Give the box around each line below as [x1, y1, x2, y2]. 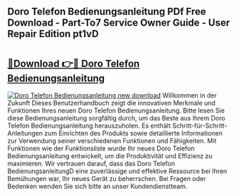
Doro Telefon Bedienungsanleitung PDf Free [7, 6, 206, 18]
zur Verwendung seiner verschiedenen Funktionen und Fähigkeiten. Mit [7, 137, 217, 145]
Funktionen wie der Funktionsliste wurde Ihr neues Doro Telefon [7, 144, 195, 153]
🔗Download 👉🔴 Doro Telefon [7, 57, 140, 70]
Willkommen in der [162, 91, 217, 99]
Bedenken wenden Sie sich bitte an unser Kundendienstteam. [7, 182, 188, 190]
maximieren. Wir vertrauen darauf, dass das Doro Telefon [7, 160, 176, 167]
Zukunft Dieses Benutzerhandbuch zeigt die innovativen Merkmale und [7, 99, 216, 107]
